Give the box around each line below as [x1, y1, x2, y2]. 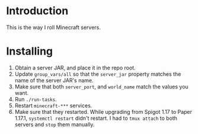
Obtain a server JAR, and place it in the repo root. [14, 64, 136, 71]
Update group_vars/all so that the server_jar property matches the [14, 70, 181, 78]
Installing [6, 44, 53, 58]
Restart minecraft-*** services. [14, 102, 92, 109]
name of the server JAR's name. [14, 76, 94, 84]
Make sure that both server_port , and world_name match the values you [14, 83, 189, 90]
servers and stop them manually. [14, 120, 95, 128]
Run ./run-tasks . [14, 95, 58, 103]
